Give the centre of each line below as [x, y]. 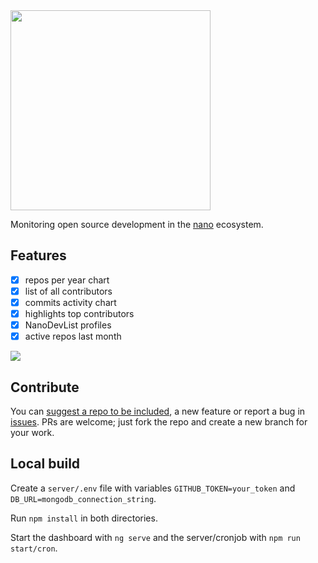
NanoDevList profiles [68, 325]
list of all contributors [68, 291]
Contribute [45, 387]
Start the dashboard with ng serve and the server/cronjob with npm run [155, 537]
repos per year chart [67, 280]
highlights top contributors [79, 313]
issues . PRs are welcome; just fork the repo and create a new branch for [159, 422]
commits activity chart [70, 302]
